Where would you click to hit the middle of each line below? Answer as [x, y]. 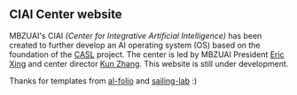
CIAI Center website [66, 15]
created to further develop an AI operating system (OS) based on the [135, 45]
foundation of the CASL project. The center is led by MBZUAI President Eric [147, 54]
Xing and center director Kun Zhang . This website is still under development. [149, 63]
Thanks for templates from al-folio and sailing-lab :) [103, 80]
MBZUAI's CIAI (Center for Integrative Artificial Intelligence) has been [136, 35]
